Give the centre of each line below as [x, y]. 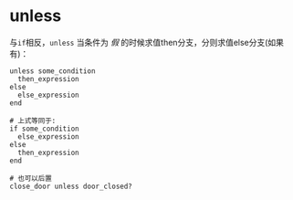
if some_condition [44, 129]
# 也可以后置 [31, 178]
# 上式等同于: [33, 121]
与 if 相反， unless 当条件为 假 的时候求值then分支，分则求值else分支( [139, 42]
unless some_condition [52, 71]
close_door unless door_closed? [71, 186]
